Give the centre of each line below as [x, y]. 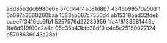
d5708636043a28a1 [32, 35]
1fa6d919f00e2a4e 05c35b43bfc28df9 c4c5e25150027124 [81, 28]
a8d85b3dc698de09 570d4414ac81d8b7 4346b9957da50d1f [83, 9]
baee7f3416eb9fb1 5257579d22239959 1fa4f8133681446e [80, 21]
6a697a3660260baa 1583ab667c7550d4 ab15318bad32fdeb [83, 15]
